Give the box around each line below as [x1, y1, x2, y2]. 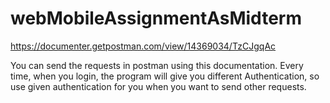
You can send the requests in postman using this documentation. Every [10, 59, 304, 71]
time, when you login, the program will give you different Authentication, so [10, 70, 320, 82]
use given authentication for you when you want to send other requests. [10, 80, 307, 92]
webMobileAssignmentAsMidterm [10, 7, 302, 30]
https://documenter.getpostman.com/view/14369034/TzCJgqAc [10, 40, 277, 52]
